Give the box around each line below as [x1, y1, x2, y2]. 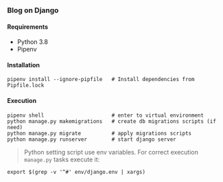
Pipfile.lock [7, 82, 45, 89]
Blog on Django [7, 5, 59, 15]
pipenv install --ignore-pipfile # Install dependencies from [7, 76, 195, 83]
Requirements [7, 23, 49, 31]
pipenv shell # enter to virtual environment [7, 112, 204, 119]
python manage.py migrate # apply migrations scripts [7, 130, 192, 137]
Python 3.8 [16, 38, 48, 46]
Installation [7, 60, 40, 69]
